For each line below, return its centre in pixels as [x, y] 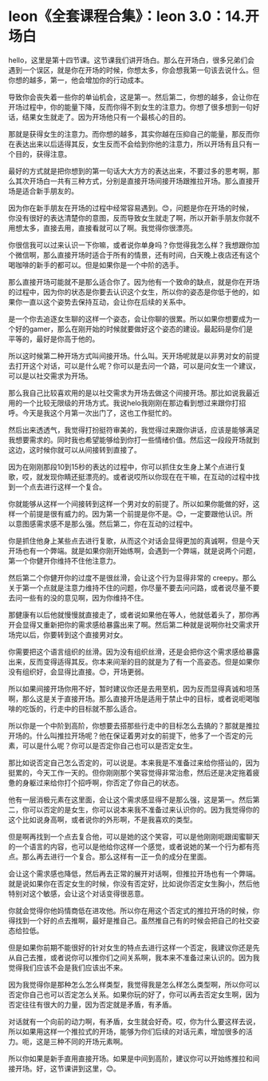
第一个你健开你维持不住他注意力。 [64, 560]
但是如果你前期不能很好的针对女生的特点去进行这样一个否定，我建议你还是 [130, 947]
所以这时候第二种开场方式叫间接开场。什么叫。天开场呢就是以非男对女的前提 [134, 356]
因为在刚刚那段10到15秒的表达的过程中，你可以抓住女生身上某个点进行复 [127, 467]
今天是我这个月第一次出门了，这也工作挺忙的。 [99, 413]
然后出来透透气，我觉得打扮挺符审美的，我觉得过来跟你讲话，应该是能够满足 [134, 429]
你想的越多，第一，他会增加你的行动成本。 [78, 80]
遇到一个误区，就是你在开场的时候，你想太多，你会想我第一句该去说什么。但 [134, 70]
